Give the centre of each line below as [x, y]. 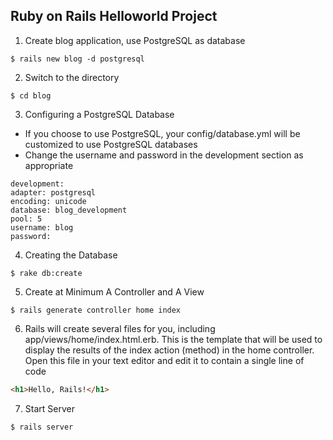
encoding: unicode [48, 201]
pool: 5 [26, 219]
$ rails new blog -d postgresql [77, 59]
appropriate [49, 165]
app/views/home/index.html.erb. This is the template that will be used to [173, 339]
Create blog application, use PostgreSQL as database [135, 40]
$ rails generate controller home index [96, 310]
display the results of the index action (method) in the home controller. [169, 350]
